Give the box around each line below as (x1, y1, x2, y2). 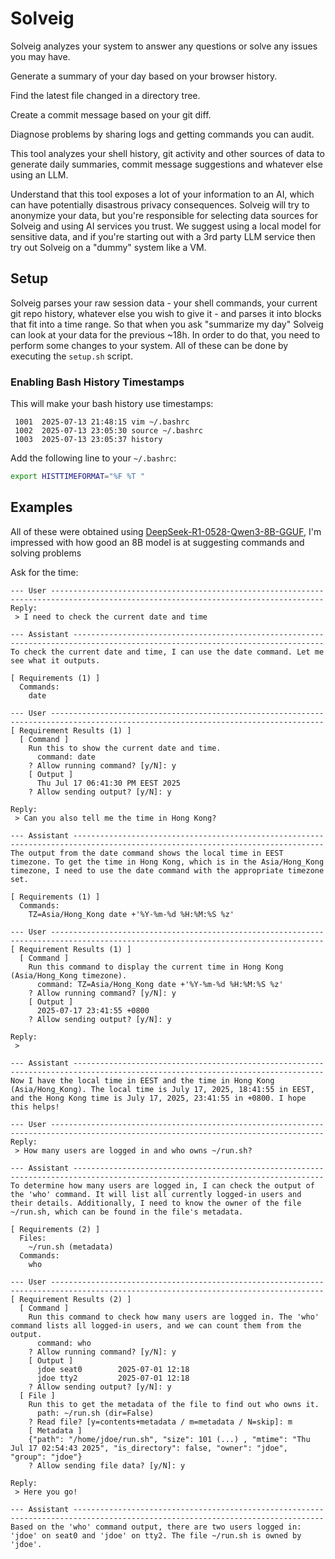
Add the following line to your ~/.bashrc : (10, 452, 177, 464)
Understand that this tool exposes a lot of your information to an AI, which (10, 188, 315, 200)
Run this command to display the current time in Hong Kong (28, 962, 284, 972)
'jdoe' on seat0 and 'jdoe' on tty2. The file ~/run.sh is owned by (10, 1530, 302, 1541)
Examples (10, 499, 73, 516)
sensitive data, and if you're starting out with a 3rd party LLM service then (10, 230, 316, 242)
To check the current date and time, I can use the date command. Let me (10, 647, 325, 657)
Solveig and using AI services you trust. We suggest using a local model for (10, 220, 322, 232)
